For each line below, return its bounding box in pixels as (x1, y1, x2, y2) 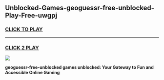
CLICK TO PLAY (5, 26, 43, 33)
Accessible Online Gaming (5, 69, 60, 75)
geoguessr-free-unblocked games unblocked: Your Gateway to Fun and (5, 64, 154, 70)
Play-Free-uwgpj (5, 12, 58, 20)
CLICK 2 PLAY (5, 44, 39, 51)
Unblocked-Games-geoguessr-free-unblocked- (5, 4, 155, 12)
